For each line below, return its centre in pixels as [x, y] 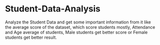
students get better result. [31, 37]
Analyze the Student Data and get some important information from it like [78, 22]
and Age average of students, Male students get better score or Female [76, 32]
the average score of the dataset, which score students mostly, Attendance [80, 27]
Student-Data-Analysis [53, 9]
